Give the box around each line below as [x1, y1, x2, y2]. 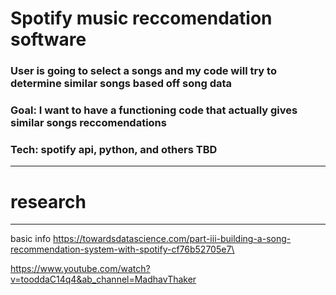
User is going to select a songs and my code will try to [10, 64, 277, 78]
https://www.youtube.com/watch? [10, 263, 151, 275]
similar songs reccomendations [10, 116, 167, 130]
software [10, 28, 87, 51]
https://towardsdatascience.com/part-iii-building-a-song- [53, 233, 292, 245]
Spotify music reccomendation [10, 7, 273, 30]
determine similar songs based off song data [10, 77, 233, 91]
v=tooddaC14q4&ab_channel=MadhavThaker [10, 273, 197, 286]
